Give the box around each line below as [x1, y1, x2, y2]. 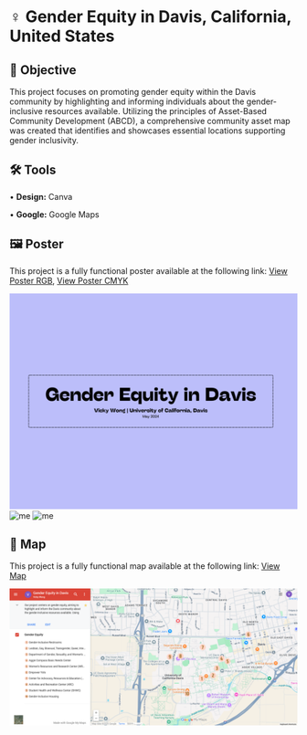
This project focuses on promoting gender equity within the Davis [9, 87, 257, 97]
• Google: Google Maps [9, 208, 100, 220]
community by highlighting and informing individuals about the [9, 96, 245, 107]
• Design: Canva [9, 191, 73, 202]
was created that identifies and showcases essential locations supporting [9, 125, 286, 136]
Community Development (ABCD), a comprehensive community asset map [9, 116, 291, 126]
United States [9, 26, 115, 47]
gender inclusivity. [9, 135, 79, 145]
